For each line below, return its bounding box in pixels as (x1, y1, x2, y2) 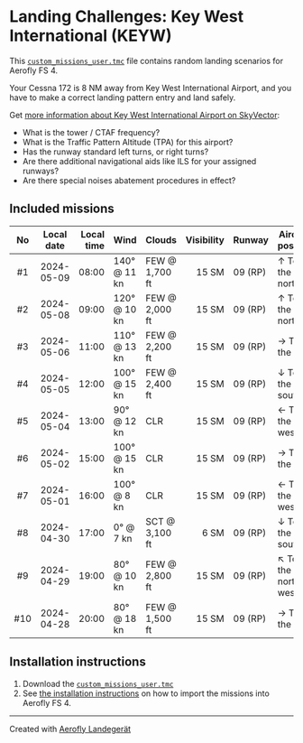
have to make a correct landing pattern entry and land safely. (9, 92, 236, 103)
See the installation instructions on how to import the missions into (22, 688, 271, 699)
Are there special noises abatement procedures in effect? (22, 174, 236, 186)
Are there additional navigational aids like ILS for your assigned (22, 155, 257, 166)
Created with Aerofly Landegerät (9, 723, 132, 734)
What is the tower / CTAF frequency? (22, 126, 161, 137)
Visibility (185, 233, 225, 246)
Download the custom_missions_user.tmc (22, 678, 174, 689)
